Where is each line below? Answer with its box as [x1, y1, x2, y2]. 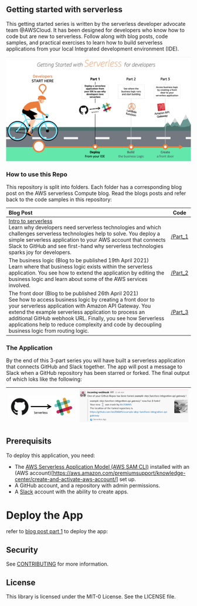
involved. [8, 282, 30, 289]
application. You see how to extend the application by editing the [8, 269, 165, 276]
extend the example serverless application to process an [8, 309, 145, 316]
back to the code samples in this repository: [6, 196, 113, 203]
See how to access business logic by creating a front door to [8, 296, 155, 303]
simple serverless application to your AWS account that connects [8, 236, 166, 243]
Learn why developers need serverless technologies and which [8, 224, 161, 231]
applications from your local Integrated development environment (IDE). [6, 45, 179, 52]
